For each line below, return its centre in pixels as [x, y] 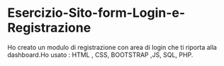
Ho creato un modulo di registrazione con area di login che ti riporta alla [112, 47]
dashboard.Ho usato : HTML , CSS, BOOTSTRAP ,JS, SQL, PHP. [100, 55]
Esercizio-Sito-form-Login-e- [96, 13]
